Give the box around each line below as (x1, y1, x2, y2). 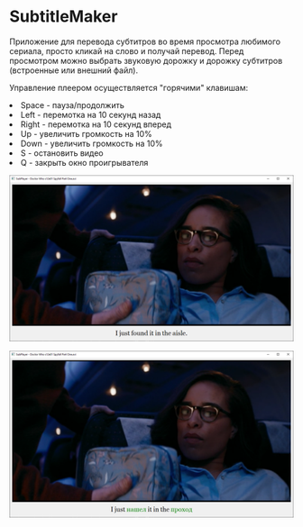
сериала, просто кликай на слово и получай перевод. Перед (9, 45, 244, 56)
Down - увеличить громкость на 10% (21, 138, 163, 149)
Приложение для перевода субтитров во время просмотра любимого (9, 36, 281, 47)
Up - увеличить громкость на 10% (21, 128, 152, 139)
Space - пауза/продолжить (21, 99, 124, 110)
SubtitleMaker (9, 6, 118, 27)
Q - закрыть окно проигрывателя (21, 157, 149, 168)
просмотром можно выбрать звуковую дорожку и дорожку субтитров (9, 55, 283, 66)
